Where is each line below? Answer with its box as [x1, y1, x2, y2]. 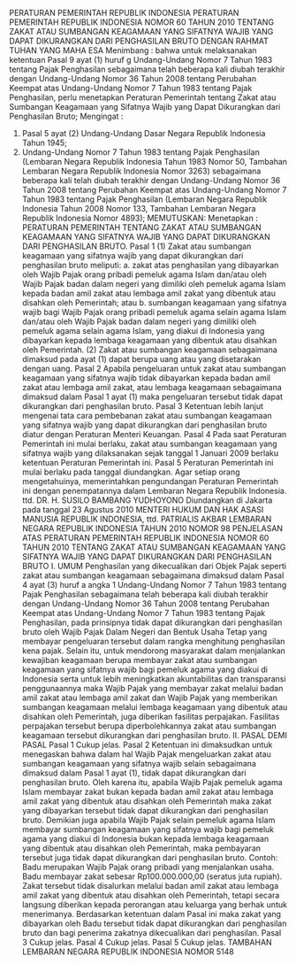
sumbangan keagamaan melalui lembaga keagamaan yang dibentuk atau [21, 702, 288, 712]
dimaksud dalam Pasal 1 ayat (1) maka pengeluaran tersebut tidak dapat [21, 391, 283, 402]
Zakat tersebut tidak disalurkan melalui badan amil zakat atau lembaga [21, 881, 279, 891]
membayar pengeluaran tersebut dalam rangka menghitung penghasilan [21, 636, 285, 646]
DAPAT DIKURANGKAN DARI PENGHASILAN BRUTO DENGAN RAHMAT [9, 35, 269, 46]
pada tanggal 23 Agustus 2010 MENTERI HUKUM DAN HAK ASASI [21, 505, 264, 514]
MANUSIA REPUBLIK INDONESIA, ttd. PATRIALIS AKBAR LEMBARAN [21, 513, 272, 524]
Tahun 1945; [21, 137, 68, 148]
